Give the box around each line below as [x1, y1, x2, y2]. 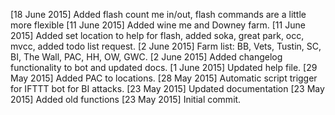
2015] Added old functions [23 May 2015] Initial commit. [10, 94, 242, 105]
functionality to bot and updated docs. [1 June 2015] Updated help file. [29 [10, 62, 318, 73]
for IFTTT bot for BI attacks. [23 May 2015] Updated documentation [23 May [10, 83, 325, 94]
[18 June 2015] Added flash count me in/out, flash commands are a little [10, 9, 307, 20]
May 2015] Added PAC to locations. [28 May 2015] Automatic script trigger [10, 72, 318, 84]
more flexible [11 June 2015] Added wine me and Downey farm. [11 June [10, 19, 306, 31]
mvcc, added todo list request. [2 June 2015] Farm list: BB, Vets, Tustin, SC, [10, 40, 322, 52]
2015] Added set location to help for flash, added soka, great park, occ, [10, 30, 305, 41]
